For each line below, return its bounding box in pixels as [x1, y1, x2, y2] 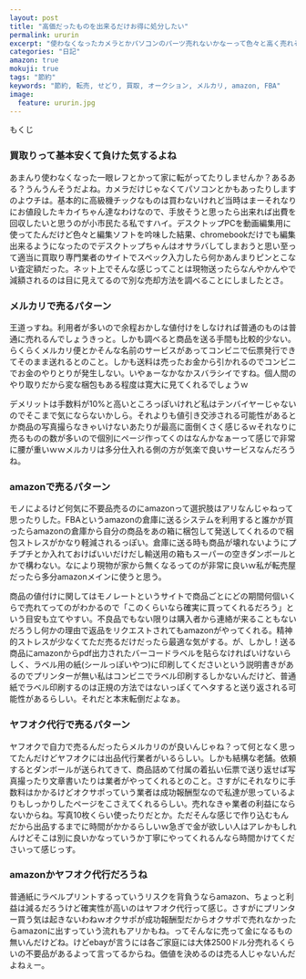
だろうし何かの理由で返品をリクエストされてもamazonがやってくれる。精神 [9, 625, 293, 636]
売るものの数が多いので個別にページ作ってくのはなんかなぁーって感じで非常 [9, 432, 296, 443]
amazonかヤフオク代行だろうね [9, 869, 148, 881]
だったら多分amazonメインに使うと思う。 [9, 571, 167, 582]
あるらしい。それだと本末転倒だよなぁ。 [33, 693, 185, 704]
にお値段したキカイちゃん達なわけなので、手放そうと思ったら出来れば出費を [9, 206, 297, 217]
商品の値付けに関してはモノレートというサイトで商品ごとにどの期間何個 [9, 590, 280, 602]
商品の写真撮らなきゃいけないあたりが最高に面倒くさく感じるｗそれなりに [16, 421, 297, 432]
